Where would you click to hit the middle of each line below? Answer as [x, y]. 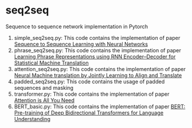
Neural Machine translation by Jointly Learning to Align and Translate [98, 75]
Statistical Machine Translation [51, 63]
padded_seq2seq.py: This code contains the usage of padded [89, 81]
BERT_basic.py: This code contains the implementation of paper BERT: [100, 106]
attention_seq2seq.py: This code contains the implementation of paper [100, 69]
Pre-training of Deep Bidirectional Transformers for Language [89, 113]
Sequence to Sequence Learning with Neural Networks [81, 44]
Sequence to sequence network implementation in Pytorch [77, 26]
